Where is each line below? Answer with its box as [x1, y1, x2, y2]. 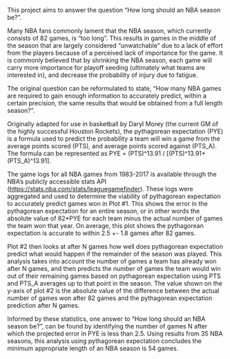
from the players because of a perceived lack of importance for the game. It [7, 49, 223, 57]
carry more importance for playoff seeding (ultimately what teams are [7, 64, 206, 71]
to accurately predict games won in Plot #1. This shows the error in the [7, 200, 209, 207]
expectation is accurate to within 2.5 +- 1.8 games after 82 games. [7, 229, 196, 237]
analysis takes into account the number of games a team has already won [7, 257, 217, 265]
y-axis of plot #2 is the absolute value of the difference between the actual [7, 287, 220, 295]
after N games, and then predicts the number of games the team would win [7, 265, 221, 272]
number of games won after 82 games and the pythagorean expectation [7, 294, 213, 302]
